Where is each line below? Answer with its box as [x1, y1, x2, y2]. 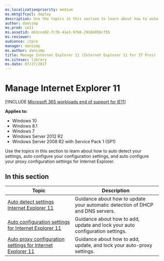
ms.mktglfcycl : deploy [5, 12, 51, 17]
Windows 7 [12, 128, 35, 134]
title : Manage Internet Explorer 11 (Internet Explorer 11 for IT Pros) [5, 52, 156, 58]
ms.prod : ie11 [5, 25, 34, 30]
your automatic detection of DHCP [75, 201, 154, 208]
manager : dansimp [5, 43, 41, 48]
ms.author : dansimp [5, 48, 45, 53]
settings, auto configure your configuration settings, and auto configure [5, 153, 149, 159]
